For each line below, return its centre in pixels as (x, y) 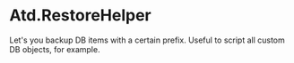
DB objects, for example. (55, 49)
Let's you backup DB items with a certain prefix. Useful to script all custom (147, 40)
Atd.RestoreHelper (80, 16)
